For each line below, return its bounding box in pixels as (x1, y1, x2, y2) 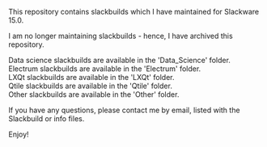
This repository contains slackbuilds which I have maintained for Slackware (8, 7, 260, 16)
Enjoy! (8, 129, 30, 139)
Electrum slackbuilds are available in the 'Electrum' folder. (8, 64, 201, 73)
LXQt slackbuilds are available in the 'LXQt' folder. (8, 73, 175, 82)
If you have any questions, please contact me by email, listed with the (8, 105, 240, 115)
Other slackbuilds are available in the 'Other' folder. (8, 90, 180, 99)
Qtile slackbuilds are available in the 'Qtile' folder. (8, 81, 172, 90)
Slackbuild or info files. (8, 114, 85, 124)
